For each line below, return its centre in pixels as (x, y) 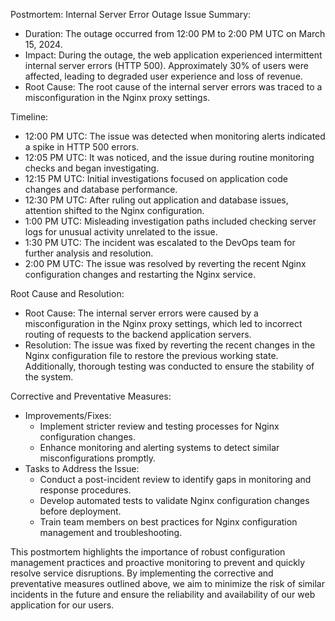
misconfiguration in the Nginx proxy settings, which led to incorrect (163, 323)
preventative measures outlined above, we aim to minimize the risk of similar (167, 583)
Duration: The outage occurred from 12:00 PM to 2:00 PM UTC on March (175, 33)
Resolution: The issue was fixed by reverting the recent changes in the (170, 345)
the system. (49, 377)
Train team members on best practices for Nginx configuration (168, 522)
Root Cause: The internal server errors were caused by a (141, 313)
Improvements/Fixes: (68, 415)
